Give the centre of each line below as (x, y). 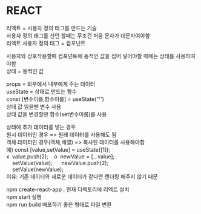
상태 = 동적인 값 (25, 71)
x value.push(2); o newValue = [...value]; (61, 156)
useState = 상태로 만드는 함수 (41, 91)
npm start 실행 (24, 196)
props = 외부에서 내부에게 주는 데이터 (51, 84)
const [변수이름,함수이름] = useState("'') (55, 99)
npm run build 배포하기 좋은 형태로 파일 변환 (59, 204)
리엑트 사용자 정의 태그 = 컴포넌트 (46, 43)
